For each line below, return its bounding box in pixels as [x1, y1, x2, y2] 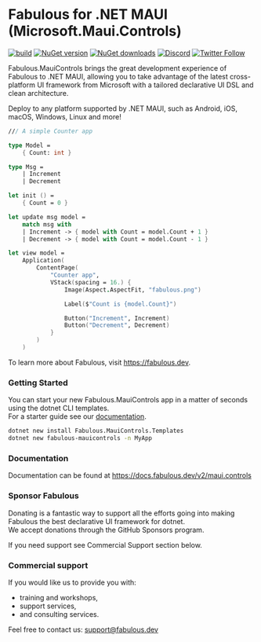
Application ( [22, 257, 65, 265]
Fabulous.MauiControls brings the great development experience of [8, 63, 227, 72]
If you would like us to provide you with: [8, 578, 137, 587]
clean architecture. [8, 88, 69, 97]
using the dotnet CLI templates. [8, 403, 110, 413]
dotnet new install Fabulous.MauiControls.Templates [8, 427, 184, 435]
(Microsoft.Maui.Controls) [8, 22, 182, 40]
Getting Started [8, 377, 68, 388]
